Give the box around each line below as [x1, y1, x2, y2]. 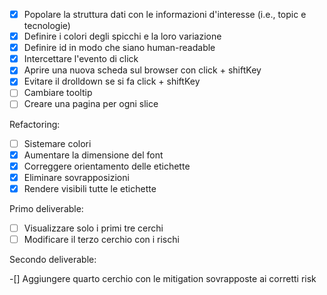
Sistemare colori [23, 137, 92, 149]
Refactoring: [9, 118, 61, 130]
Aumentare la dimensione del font [23, 149, 164, 161]
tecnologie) [23, 20, 71, 32]
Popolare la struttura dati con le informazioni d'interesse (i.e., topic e [23, 9, 307, 20]
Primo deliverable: [9, 202, 84, 214]
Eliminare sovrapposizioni [23, 171, 130, 183]
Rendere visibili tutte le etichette [23, 182, 157, 194]
